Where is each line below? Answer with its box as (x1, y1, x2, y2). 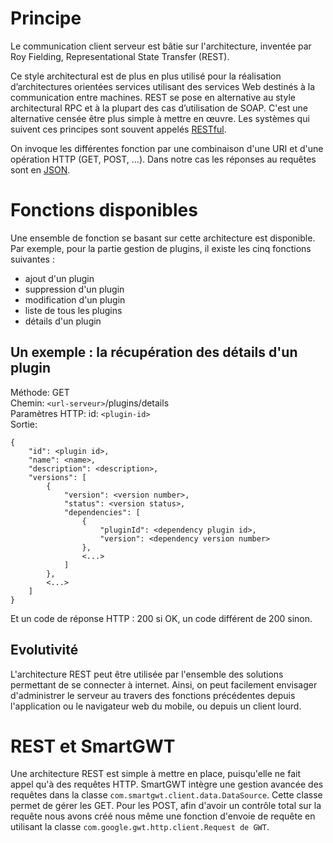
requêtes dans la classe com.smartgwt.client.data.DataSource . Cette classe (10, 789, 323, 801)
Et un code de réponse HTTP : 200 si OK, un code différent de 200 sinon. (10, 612, 313, 624)
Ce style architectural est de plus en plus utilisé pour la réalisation (10, 70, 282, 82)
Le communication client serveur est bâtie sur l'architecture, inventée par (10, 40, 312, 52)
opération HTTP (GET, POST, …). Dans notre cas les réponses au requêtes (10, 153, 317, 165)
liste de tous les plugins (24, 304, 123, 316)
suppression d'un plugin (24, 283, 125, 295)
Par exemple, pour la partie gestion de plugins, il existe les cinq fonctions (10, 242, 312, 254)
